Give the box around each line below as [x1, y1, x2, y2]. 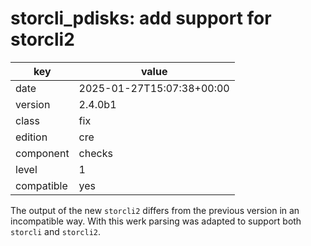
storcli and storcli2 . [10, 225, 102, 237]
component [15, 146, 70, 160]
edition [15, 130, 48, 144]
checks [78, 146, 113, 160]
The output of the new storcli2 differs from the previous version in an [10, 204, 300, 216]
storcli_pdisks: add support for [10, 7, 272, 30]
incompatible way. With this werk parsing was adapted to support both [10, 215, 302, 227]
